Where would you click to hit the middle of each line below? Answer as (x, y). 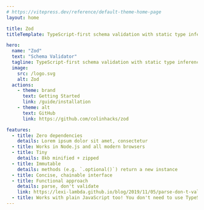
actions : (23, 85)
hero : (13, 45)
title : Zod (20, 29)
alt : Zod (28, 79)
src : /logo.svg (36, 74)
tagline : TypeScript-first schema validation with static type (93, 62)
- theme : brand (36, 91)
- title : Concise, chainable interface (62, 175)
